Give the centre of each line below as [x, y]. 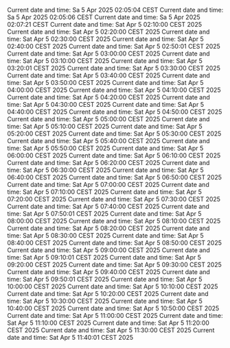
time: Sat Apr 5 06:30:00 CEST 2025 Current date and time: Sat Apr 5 [105, 170]
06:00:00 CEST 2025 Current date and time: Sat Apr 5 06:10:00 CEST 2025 [114, 156]
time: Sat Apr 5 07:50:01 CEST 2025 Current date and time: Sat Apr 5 [104, 214]
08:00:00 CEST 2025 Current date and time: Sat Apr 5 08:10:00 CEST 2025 [114, 221]
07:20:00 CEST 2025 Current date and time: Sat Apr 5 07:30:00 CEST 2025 [114, 199]
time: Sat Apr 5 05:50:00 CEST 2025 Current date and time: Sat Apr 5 [105, 148]
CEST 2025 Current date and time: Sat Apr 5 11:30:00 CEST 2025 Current [111, 330]
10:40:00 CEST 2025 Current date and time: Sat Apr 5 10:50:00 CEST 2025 [113, 308]
